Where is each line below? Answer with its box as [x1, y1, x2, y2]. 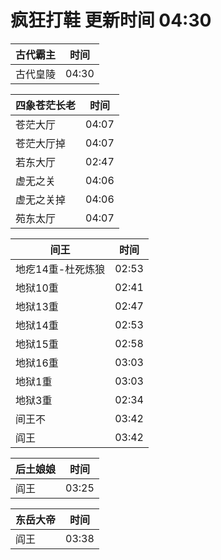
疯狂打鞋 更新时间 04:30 [10, 9, 212, 32]
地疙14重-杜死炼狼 [15, 262, 106, 276]
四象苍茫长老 [15, 98, 77, 112]
